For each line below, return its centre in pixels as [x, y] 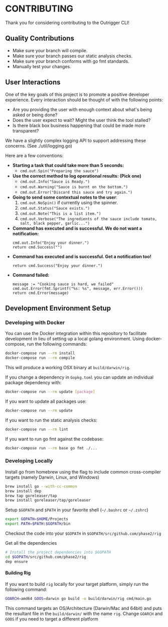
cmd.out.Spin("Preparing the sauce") [59, 171]
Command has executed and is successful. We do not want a [77, 228]
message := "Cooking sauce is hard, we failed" [63, 284]
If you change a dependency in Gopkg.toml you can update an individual [79, 377]
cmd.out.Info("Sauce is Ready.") [55, 182]
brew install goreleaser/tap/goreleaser [48, 500]
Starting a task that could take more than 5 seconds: [68, 165]
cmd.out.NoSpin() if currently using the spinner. [69, 202]
